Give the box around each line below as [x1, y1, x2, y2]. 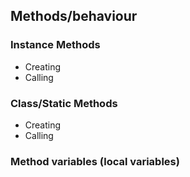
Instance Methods [10, 38, 101, 52]
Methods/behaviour [10, 8, 138, 25]
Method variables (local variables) [10, 154, 180, 168]
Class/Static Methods [10, 96, 118, 110]
